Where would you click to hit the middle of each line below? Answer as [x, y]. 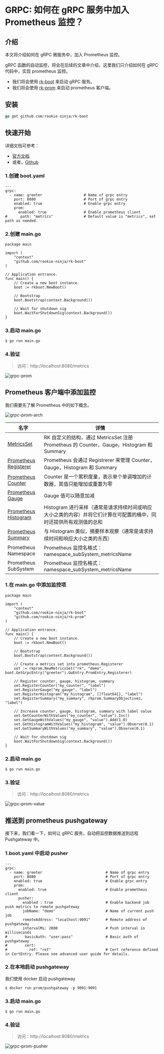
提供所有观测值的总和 [78, 522]
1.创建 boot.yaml [25, 176]
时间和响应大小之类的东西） [81, 538]
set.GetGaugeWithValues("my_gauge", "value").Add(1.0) [71, 720]
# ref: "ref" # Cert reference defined [82, 950]
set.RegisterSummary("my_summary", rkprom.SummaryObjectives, [78, 698]
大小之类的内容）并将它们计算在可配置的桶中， [98, 514]
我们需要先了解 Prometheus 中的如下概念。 [48, 405]
